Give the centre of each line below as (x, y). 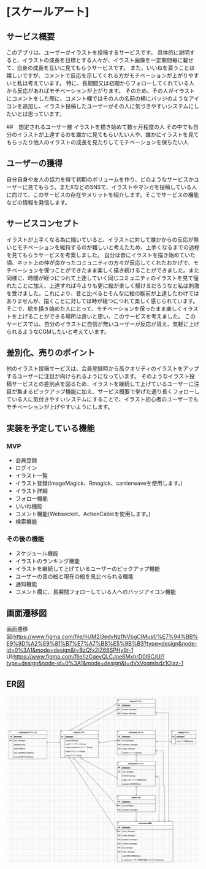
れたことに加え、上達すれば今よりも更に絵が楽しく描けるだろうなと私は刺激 (103, 285)
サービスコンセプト (43, 224)
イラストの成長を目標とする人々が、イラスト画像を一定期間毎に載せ (108, 60)
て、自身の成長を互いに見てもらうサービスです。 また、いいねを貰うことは (101, 68)
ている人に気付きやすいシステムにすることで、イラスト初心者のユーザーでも (103, 400)
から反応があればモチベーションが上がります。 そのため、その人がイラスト (101, 91)
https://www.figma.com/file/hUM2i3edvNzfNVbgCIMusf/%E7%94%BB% (106, 637)
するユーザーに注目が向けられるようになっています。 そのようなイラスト (98, 376)
